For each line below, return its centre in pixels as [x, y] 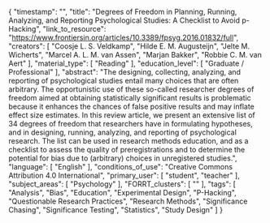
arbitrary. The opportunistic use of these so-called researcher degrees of [131, 89]
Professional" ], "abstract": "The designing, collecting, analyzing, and [125, 72]
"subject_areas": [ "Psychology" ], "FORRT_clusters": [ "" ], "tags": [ [122, 184]
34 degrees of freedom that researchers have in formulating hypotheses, [131, 124]
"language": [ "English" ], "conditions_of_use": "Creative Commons [121, 167]
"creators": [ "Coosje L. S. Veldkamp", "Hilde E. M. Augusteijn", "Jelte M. [129, 46]
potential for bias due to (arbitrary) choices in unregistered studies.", [123, 158]
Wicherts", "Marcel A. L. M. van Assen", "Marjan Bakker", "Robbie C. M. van [135, 55]
